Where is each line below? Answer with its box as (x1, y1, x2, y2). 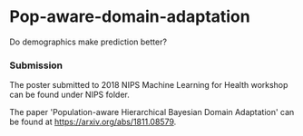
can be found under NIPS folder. (9, 89, 130, 101)
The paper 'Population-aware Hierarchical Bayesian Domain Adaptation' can (9, 107, 295, 118)
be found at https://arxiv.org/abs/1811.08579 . (9, 116, 177, 128)
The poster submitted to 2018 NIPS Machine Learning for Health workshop (9, 80, 288, 91)
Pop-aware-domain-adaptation (9, 6, 251, 27)
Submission (9, 59, 64, 72)
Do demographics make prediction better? (9, 36, 168, 47)
